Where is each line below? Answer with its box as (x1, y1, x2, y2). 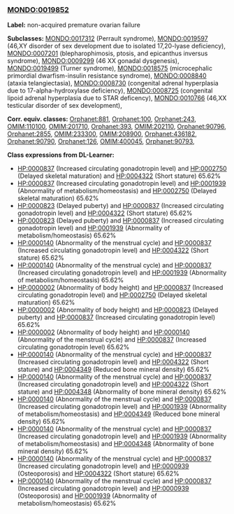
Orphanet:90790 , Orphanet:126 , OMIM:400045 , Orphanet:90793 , (7, 137, 195, 146)
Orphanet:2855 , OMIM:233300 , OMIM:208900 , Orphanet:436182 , (7, 130, 198, 138)
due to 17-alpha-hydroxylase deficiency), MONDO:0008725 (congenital (7, 86, 213, 95)
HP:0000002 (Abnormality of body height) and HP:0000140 (17, 328, 190, 337)
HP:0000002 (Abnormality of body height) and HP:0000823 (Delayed (17, 306, 219, 314)
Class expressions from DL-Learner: (7, 151, 115, 159)
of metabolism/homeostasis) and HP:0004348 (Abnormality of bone (17, 440, 214, 448)
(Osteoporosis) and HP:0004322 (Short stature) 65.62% (17, 469, 180, 478)
